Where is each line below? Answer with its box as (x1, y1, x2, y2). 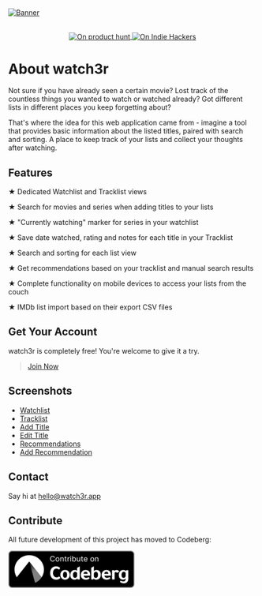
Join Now (27, 362, 59, 371)
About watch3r (8, 60, 109, 77)
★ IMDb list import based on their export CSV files (8, 302, 173, 312)
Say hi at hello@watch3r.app (8, 491, 101, 500)
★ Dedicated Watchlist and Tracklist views (8, 187, 148, 197)
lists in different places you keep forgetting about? (8, 103, 171, 112)
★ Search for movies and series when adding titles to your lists (8, 202, 214, 212)
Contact (8, 470, 49, 484)
